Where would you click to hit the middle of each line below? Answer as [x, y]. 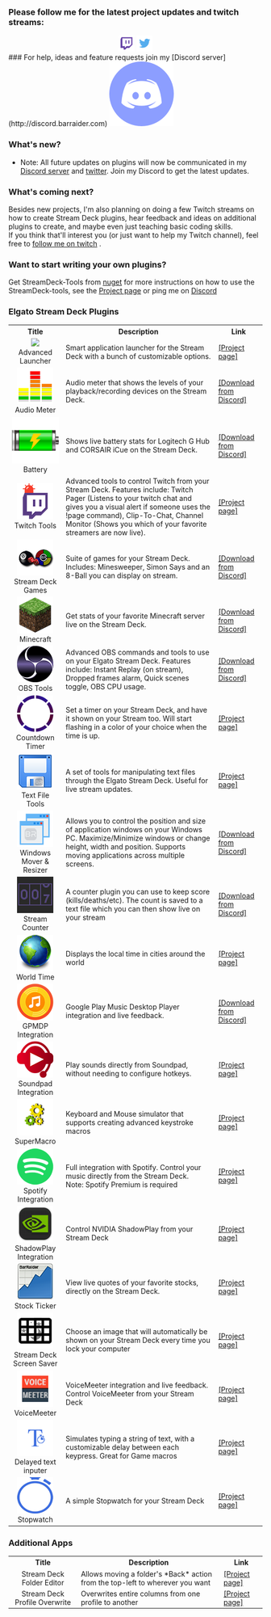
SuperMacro [35, 1141]
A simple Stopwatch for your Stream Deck [135, 1501]
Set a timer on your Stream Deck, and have [137, 710]
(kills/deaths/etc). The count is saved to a [134, 900]
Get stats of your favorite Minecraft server [135, 616]
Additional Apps [41, 1543]
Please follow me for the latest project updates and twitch [124, 12]
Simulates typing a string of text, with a [130, 1438]
